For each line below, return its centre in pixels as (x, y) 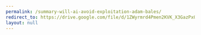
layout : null (22, 23)
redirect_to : (22, 17)
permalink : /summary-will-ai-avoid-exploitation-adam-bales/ (84, 12)
